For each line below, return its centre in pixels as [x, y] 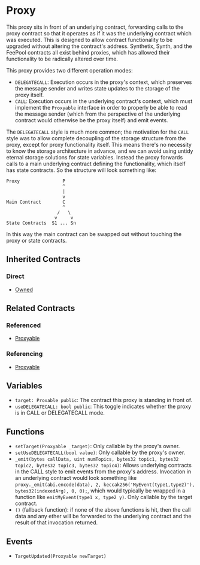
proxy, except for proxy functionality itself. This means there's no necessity [99, 144]
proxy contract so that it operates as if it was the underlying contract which [99, 33]
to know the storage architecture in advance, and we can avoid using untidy [100, 151]
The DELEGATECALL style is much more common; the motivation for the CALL [98, 132]
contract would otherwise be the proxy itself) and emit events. [92, 120]
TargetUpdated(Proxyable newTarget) [60, 557]
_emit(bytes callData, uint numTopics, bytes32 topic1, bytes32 [97, 460]
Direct [15, 276]
